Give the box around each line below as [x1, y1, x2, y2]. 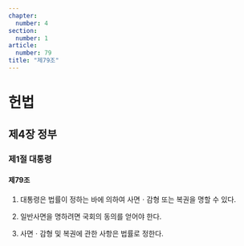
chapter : [8, 11, 38, 20]
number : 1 [15, 34, 48, 42]
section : [8, 26, 38, 34]
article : [8, 42, 38, 50]
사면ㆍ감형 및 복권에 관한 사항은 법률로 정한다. [19, 228, 165, 238]
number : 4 [15, 19, 48, 27]
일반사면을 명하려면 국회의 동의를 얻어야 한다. [19, 212, 162, 221]
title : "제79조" [8, 57, 59, 65]
